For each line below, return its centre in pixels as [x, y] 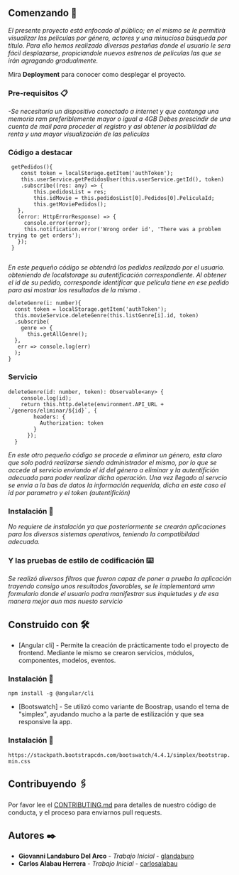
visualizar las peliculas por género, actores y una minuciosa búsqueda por [118, 38]
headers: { [50, 417]
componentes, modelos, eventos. [67, 661]
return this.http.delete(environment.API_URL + [92, 404]
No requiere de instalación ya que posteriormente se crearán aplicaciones [117, 526]
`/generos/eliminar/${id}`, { [53, 410]
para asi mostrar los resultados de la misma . [74, 290]
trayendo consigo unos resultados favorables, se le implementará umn [112, 586]
